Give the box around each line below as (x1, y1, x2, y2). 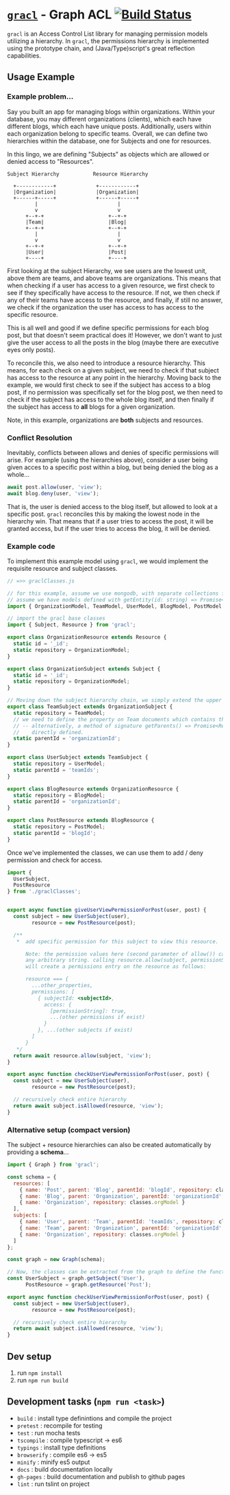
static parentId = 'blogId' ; (13, 829, 97, 836)
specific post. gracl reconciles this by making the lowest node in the (7, 510, 201, 518)
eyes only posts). (7, 345, 56, 353)
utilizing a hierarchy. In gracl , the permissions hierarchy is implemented (7, 36, 209, 45)
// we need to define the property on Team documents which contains (13, 716, 216, 723)
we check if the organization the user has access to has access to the (7, 303, 204, 311)
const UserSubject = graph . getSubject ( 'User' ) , (7, 1275, 146, 1282)
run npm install (16, 1369, 63, 1377)
